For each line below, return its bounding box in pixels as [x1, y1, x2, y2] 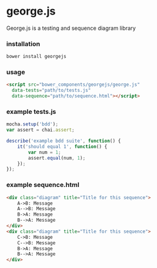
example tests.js [6, 107, 57, 116]
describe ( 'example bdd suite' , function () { [6, 138, 121, 144]
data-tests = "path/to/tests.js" [12, 87, 91, 94]
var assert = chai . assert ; [6, 127, 75, 133]
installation [6, 40, 41, 48]
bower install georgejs [6, 54, 67, 60]
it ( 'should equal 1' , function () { [17, 143, 108, 150]
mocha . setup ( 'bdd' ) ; [6, 121, 59, 127]
